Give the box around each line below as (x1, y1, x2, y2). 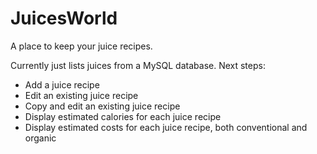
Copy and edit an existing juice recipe (24, 100, 181, 112)
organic (24, 132, 57, 144)
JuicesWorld (10, 7, 118, 30)
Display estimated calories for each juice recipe (24, 110, 222, 122)
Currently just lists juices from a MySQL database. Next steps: (10, 59, 266, 71)
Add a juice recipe (24, 78, 100, 91)
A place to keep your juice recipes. (10, 40, 153, 52)
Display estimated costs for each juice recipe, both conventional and (24, 121, 308, 133)
